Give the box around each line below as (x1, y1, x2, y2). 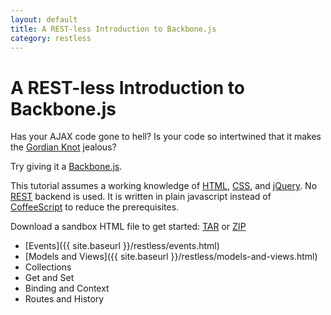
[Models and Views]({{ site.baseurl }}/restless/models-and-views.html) (24, 251, 318, 263)
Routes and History (24, 293, 105, 305)
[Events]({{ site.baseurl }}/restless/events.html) (24, 240, 220, 252)
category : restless (10, 33, 92, 43)
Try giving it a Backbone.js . (10, 161, 123, 173)
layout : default (10, 14, 78, 25)
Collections (24, 261, 72, 273)
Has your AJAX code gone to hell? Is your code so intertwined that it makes (10, 131, 322, 143)
